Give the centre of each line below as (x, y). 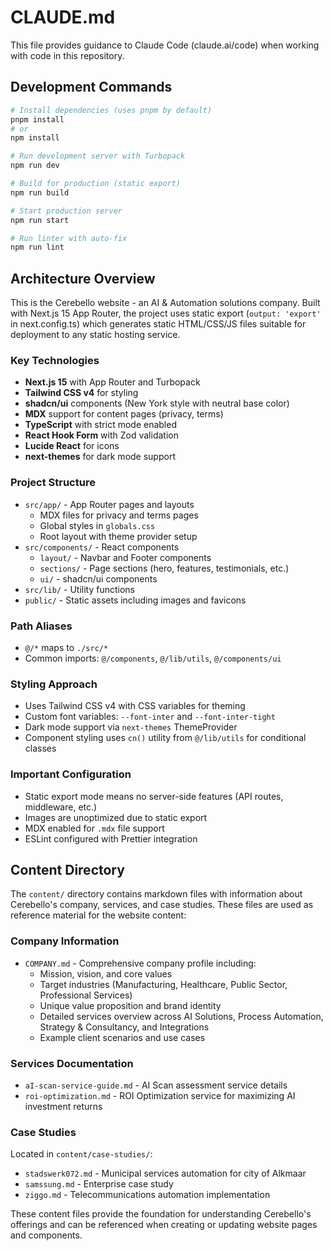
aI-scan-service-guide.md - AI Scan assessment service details (156, 1085)
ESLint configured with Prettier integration (111, 838)
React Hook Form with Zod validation (101, 435)
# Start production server (66, 211)
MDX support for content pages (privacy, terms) (124, 414)
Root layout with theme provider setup (118, 536)
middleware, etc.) (61, 807)
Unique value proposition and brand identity (130, 1005)
